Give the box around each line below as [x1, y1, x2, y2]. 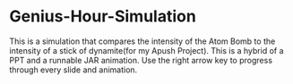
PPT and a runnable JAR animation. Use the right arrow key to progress [9, 55, 273, 65]
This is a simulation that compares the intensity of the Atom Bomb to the [9, 36, 276, 46]
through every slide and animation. [9, 64, 138, 75]
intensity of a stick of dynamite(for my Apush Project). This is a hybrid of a [9, 45, 284, 55]
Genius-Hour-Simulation [9, 6, 197, 27]
